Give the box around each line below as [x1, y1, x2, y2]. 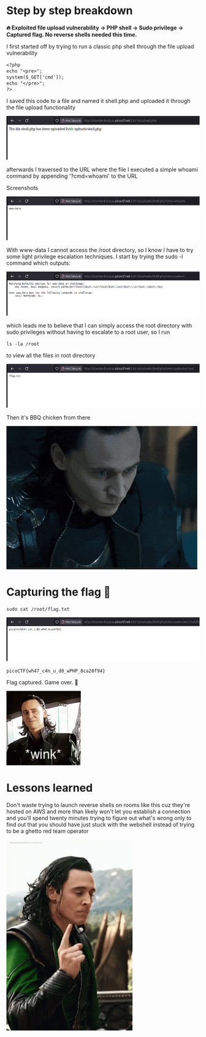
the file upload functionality [6, 104, 75, 111]
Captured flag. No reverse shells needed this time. [6, 31, 137, 38]
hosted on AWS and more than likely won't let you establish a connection [6, 808, 191, 815]
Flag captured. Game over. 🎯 [6, 678, 78, 686]
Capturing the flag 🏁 [6, 585, 111, 599]
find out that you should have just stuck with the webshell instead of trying [6, 821, 195, 828]
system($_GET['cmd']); [6, 74, 64, 80]
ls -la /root [6, 341, 40, 347]
